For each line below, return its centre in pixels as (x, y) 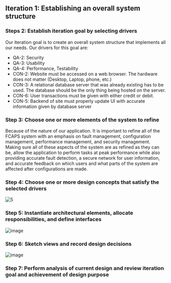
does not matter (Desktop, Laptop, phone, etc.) (62, 79)
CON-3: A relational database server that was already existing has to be (88, 84)
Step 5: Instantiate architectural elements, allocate (69, 213)
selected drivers (26, 188)
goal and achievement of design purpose (57, 274)
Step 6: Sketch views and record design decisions (68, 244)
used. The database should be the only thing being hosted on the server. (89, 90)
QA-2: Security (28, 57)
